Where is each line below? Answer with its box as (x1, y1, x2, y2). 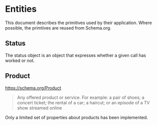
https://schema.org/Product (5, 85, 61, 91)
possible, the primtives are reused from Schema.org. (5, 25, 111, 31)
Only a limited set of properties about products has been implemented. (5, 114, 148, 120)
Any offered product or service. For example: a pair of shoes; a (17, 94, 145, 100)
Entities (5, 3, 37, 15)
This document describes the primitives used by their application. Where (5, 20, 152, 26)
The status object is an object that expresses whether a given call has (5, 52, 146, 58)
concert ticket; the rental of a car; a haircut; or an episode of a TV (17, 99, 150, 105)
